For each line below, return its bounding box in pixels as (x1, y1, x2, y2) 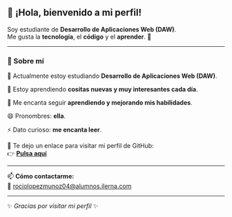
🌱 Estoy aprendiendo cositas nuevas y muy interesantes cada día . (7, 85, 198, 94)
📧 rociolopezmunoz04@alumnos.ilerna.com (7, 182, 132, 190)
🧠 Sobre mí (7, 56, 44, 65)
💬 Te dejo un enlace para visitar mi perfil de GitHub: (7, 142, 154, 150)
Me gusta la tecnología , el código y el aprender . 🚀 (7, 32, 152, 41)
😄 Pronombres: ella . (7, 112, 66, 121)
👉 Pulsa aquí (7, 149, 47, 158)
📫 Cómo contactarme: (7, 172, 75, 180)
